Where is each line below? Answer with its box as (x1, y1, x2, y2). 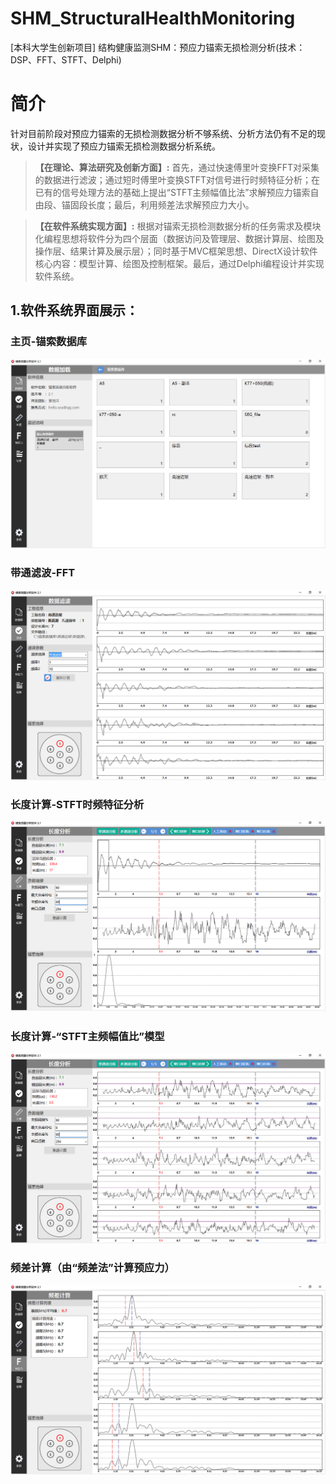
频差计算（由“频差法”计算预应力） (10, 1260, 175, 1274)
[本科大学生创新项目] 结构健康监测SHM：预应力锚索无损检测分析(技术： (10, 41, 306, 53)
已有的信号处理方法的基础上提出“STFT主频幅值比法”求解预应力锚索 (34, 186, 311, 198)
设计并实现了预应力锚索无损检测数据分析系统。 (27, 140, 221, 152)
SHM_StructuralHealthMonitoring (10, 7, 296, 30)
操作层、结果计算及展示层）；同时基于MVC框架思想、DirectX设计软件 (34, 245, 318, 257)
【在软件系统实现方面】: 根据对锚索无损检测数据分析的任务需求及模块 (34, 220, 322, 232)
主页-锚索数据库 (10, 335, 88, 349)
